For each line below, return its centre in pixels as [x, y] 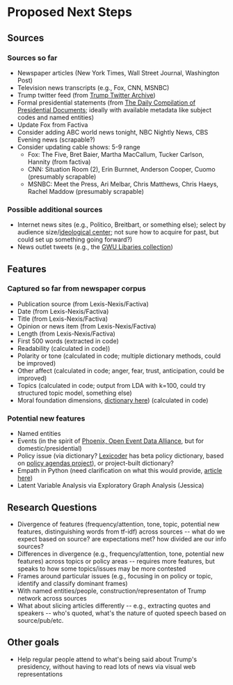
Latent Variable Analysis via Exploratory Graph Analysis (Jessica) [111, 485]
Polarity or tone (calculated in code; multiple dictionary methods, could [119, 356]
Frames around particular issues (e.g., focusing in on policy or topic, [115, 575]
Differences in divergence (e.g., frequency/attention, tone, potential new [121, 554]
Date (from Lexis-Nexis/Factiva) [63, 311]
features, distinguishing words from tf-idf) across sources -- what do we [121, 532]
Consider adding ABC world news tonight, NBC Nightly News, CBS [113, 132]
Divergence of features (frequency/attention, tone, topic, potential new [119, 524]
